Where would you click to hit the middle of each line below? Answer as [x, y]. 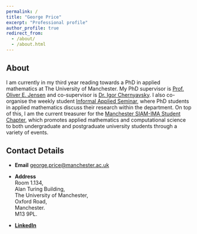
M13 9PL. [26, 214]
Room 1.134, [29, 182]
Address [25, 176]
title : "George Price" [34, 17]
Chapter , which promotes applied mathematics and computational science [96, 120]
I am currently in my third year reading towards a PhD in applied [83, 82]
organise [17, 101]
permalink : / [22, 11]
